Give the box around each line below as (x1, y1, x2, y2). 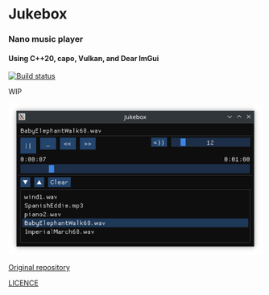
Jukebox (8, 5, 68, 23)
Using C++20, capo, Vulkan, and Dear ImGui (8, 53, 159, 63)
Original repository (8, 262, 71, 272)
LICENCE (8, 278, 39, 288)
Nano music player (8, 34, 84, 45)
